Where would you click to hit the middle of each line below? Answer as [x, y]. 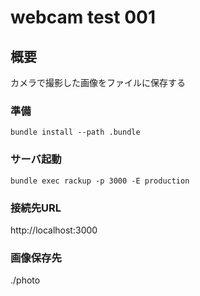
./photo [25, 280]
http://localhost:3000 [54, 230]
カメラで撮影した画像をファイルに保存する [98, 82]
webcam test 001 [83, 17]
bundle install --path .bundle [75, 132]
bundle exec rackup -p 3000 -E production [100, 181]
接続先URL [36, 208]
